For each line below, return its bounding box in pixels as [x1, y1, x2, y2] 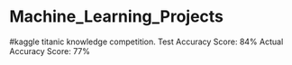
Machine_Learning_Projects [9, 6, 224, 27]
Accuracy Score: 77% [9, 45, 91, 56]
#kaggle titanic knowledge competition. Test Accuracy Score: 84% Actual [9, 36, 284, 47]
